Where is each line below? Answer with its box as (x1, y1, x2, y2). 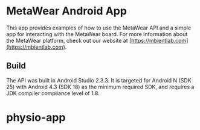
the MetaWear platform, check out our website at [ (6, 37, 132, 44)
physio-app (6, 110, 66, 124)
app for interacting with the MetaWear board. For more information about (6, 30, 188, 37)
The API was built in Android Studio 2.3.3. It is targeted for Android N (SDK (6, 76, 192, 84)
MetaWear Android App (6, 4, 127, 18)
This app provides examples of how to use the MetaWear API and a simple (6, 24, 192, 31)
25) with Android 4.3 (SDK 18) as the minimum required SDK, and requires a (6, 83, 195, 90)
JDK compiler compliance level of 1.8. (6, 89, 100, 97)
